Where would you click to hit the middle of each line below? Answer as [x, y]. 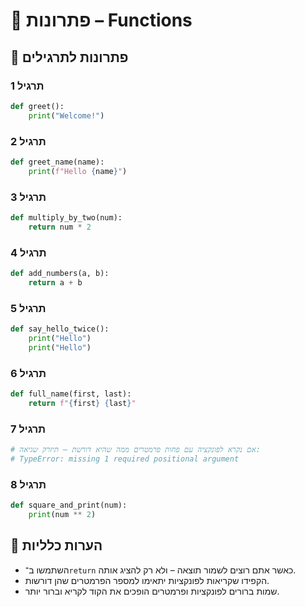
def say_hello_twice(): [60, 329]
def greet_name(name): [57, 162]
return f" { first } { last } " [82, 403]
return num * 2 [60, 227]
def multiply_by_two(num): [66, 217]
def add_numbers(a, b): [60, 274]
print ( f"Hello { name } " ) [78, 171]
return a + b [55, 282]
